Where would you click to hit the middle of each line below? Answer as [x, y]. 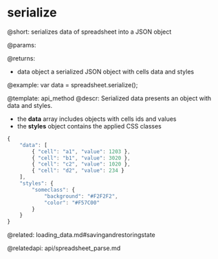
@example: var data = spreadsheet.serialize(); [73, 85]
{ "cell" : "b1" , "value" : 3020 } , [81, 158]
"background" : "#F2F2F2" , [81, 196]
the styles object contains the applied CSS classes [89, 126]
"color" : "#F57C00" [72, 203]
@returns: [21, 58]
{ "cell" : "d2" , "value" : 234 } [78, 171]
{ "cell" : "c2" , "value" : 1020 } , [81, 164]
